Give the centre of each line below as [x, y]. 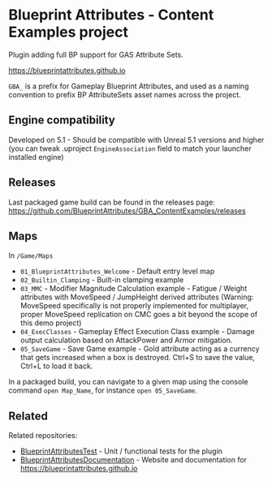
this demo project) [51, 323]
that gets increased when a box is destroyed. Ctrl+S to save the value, [138, 358]
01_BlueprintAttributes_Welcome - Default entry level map [117, 271]
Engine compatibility [62, 120]
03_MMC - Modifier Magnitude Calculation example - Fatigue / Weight [134, 289]
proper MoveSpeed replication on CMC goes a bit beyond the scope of [139, 315]
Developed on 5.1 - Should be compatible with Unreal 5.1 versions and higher [136, 140]
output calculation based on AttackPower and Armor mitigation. [126, 340]
